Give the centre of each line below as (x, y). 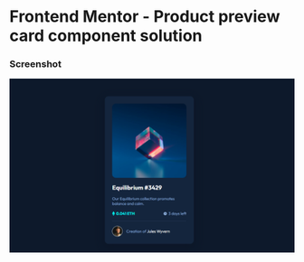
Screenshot (35, 64)
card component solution (106, 36)
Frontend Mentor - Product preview (145, 17)
